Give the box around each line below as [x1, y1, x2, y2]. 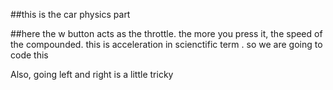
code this [10, 49, 49, 61]
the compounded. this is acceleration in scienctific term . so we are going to [10, 39, 323, 50]
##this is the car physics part [10, 9, 131, 20]
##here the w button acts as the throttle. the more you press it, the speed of [10, 28, 323, 39]
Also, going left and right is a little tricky [10, 69, 174, 80]
